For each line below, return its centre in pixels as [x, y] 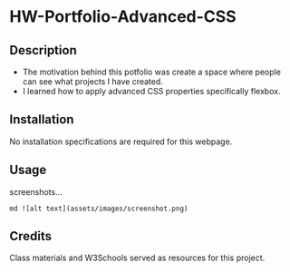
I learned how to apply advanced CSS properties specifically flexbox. [151, 91]
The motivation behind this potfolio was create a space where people [151, 72]
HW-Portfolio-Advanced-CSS [123, 17]
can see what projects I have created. [92, 82]
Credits [31, 236]
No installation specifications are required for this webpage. [121, 141]
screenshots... [36, 191]
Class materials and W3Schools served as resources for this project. [137, 258]
